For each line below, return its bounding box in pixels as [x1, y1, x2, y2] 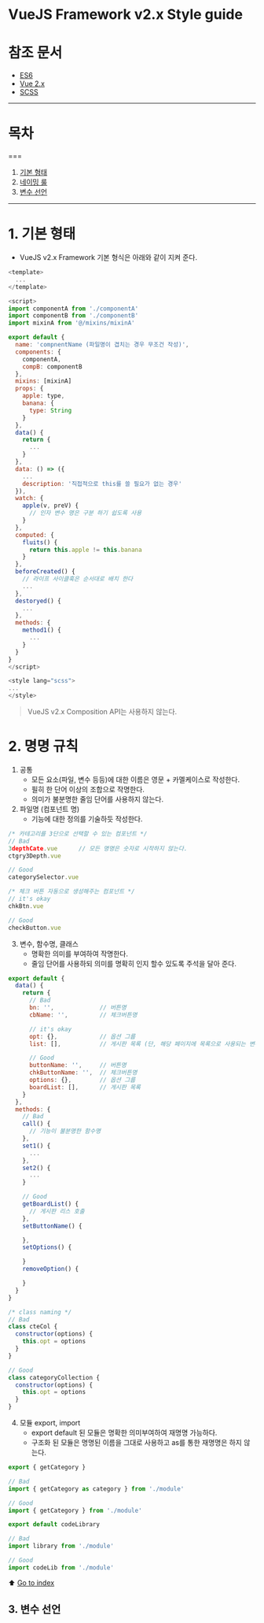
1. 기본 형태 [8, 225, 76, 243]
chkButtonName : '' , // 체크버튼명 [28, 1069, 137, 1076]
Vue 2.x [19, 79, 46, 88]
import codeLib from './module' [8, 1563, 114, 1572]
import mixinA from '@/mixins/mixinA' [8, 319, 135, 328]
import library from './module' [8, 1542, 114, 1551]
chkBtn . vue [8, 902, 44, 910]
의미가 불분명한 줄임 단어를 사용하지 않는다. [31, 794, 164, 804]
